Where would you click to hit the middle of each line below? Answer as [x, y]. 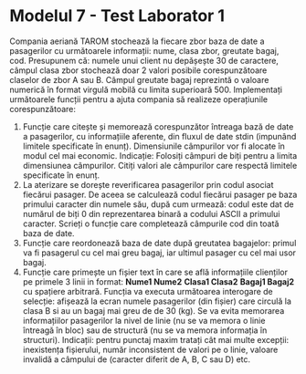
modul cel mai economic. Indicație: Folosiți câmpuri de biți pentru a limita [160, 155]
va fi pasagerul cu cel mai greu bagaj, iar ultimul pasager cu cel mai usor [159, 253]
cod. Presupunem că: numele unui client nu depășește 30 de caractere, [144, 60]
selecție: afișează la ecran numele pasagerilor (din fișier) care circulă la [157, 301]
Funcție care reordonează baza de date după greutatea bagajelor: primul [159, 243]
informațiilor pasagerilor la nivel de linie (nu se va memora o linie [144, 320]
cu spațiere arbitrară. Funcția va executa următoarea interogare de [148, 291]
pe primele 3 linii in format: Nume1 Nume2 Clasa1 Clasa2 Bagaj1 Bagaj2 [158, 281]
